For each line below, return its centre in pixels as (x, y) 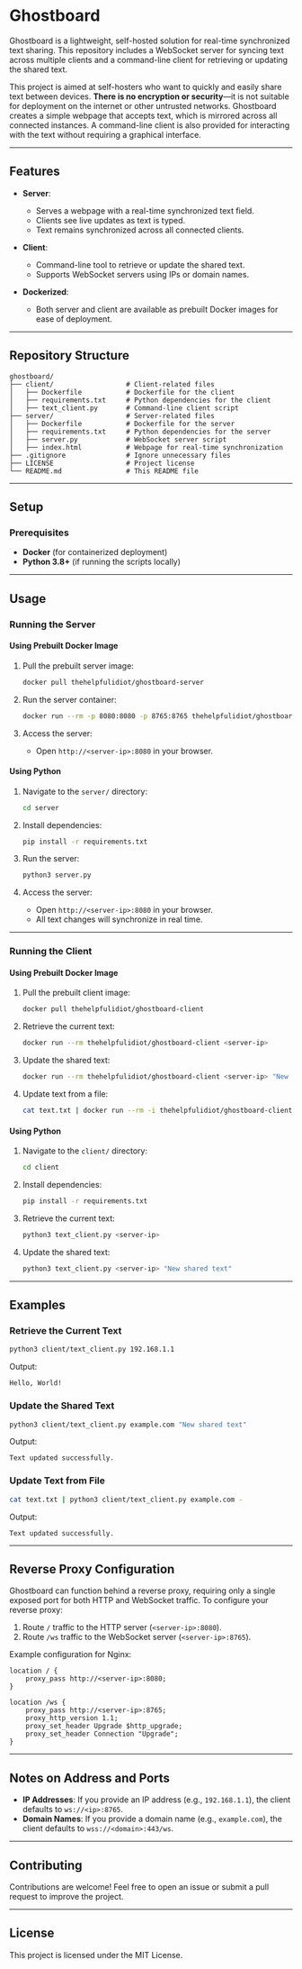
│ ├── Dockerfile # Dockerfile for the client (122, 392)
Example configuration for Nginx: (71, 1655)
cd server (41, 807)
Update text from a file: (65, 1094)
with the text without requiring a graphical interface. (106, 134)
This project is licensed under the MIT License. (96, 1955)
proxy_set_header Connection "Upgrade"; (102, 1734)
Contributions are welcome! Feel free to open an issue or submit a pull (139, 1887)
